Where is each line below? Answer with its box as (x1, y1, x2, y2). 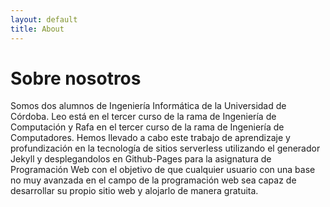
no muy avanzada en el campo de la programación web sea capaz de (10, 174, 297, 186)
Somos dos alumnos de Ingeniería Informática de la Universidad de (10, 100, 287, 112)
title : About (10, 24, 65, 34)
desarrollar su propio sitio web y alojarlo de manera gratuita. (10, 185, 259, 197)
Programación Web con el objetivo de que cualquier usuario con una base (10, 164, 316, 176)
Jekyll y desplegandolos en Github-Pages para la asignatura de (10, 153, 272, 165)
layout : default (10, 14, 78, 25)
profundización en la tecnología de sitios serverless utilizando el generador (10, 142, 321, 155)
